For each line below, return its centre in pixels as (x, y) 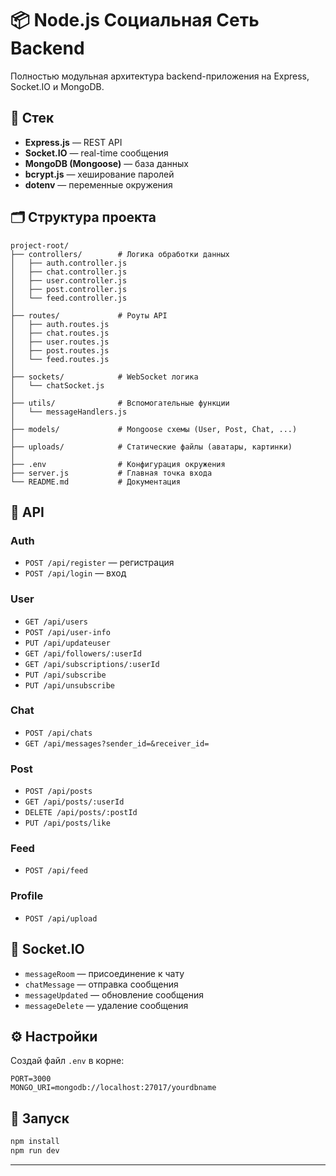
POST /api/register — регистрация (99, 563)
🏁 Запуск (40, 1118)
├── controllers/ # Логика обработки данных (120, 254)
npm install (35, 1142)
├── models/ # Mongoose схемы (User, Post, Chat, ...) (154, 429)
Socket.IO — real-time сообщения (96, 153)
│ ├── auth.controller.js (69, 263)
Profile (27, 896)
